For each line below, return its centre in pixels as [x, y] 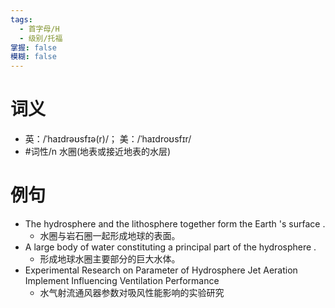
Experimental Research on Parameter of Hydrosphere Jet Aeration [161, 270]
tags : [21, 19]
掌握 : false [33, 47]
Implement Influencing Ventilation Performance [122, 280]
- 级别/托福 [41, 38]
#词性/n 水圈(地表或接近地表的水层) [98, 152]
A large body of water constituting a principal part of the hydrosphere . [170, 247]
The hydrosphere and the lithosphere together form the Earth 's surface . [175, 224]
